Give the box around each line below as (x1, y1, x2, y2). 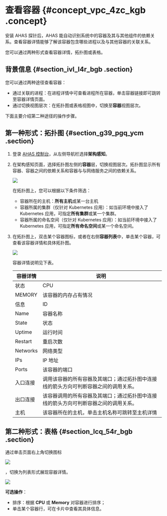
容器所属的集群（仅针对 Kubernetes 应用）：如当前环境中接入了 (19, 204, 149, 210)
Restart (14, 338, 32, 344)
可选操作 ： (5, 489, 27, 495)
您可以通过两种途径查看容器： (5, 79, 66, 85)
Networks (14, 347, 38, 354)
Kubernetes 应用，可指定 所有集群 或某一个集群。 (19, 210, 119, 216)
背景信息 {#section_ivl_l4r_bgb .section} (5, 65, 133, 74)
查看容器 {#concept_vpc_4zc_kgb (5, 4, 146, 16)
